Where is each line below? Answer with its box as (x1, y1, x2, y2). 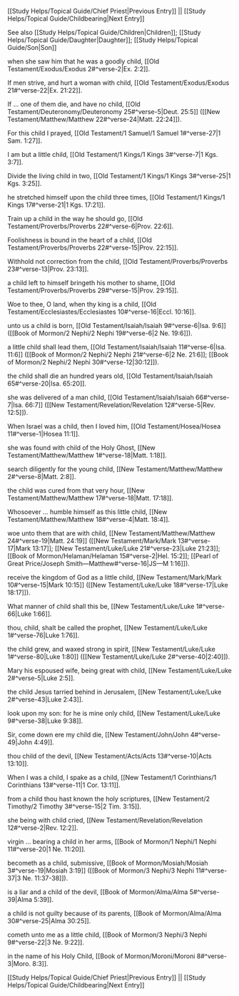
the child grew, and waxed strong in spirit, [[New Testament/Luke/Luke (7, 645, 215, 653)
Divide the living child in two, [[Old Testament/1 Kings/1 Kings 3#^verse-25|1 (7, 172, 231, 180)
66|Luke (7, 610, 32, 618)
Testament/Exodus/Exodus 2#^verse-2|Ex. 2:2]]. (7, 65, 151, 73)
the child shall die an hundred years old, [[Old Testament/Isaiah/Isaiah (7, 371, 213, 380)
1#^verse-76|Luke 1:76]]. (7, 631, 80, 640)
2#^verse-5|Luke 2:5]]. (7, 674, 75, 682)
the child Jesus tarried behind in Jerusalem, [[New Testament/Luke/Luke (7, 688, 222, 696)
